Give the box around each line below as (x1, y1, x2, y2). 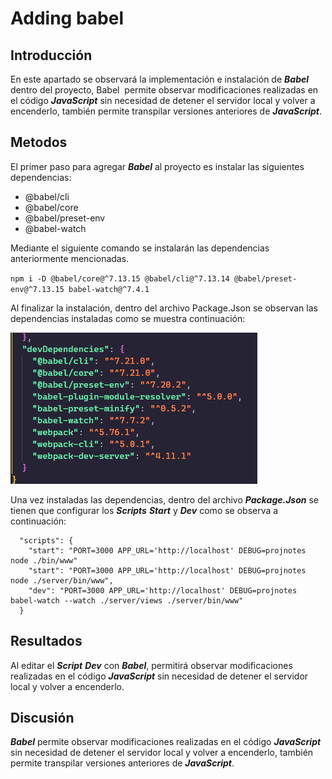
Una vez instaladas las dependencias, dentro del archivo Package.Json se (10, 493, 319, 506)
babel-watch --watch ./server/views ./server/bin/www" (10, 595, 244, 606)
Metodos (10, 134, 68, 151)
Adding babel (10, 7, 125, 30)
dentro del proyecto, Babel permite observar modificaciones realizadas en (10, 84, 319, 96)
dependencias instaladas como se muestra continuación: (10, 312, 246, 324)
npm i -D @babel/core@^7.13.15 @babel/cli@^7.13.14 (10, 273, 230, 284)
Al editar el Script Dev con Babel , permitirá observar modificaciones (10, 659, 293, 671)
